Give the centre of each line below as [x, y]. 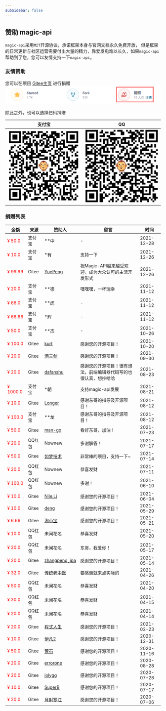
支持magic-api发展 [100, 389]
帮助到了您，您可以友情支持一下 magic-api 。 [50, 57]
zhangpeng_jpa [60, 560]
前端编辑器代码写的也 [110, 372]
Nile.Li [51, 496]
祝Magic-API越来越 [100, 266]
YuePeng [54, 272]
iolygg [51, 675]
